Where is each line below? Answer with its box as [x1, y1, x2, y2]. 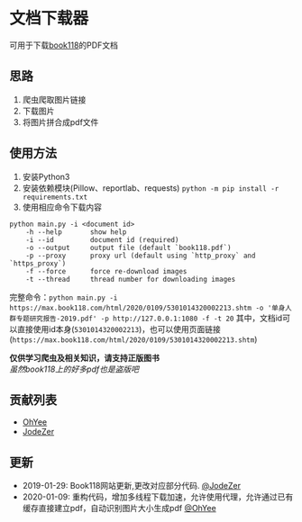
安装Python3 [22, 171, 70, 182]
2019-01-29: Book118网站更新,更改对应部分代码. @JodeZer [22, 481, 242, 491]
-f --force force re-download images [25, 266, 188, 275]
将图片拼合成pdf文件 [22, 116, 99, 127]
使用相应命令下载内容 [22, 202, 102, 212]
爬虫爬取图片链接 [22, 94, 87, 104]
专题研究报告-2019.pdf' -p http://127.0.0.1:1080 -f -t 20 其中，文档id [15, 312, 283, 323]
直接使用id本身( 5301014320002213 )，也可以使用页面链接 [16, 323, 221, 334]
